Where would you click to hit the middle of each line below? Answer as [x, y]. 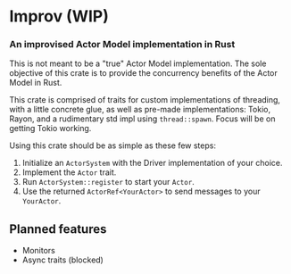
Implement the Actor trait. [69, 172]
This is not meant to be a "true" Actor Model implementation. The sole [138, 63]
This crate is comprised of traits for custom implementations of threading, [145, 100]
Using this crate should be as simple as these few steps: [113, 145]
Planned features [58, 229]
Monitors [38, 251]
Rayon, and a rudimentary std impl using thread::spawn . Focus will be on [142, 119]
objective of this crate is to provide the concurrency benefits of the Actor [144, 73]
